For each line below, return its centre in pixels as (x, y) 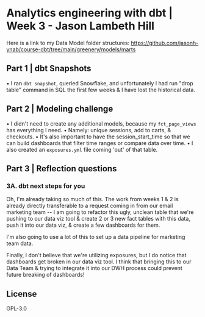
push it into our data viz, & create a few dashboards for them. (83, 225)
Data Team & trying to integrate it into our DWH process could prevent (95, 268)
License (22, 294)
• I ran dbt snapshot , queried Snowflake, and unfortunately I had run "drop (100, 83)
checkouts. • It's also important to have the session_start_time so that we (98, 137)
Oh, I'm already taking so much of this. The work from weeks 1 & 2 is (92, 199)
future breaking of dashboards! (45, 275)
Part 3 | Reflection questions (62, 169)
